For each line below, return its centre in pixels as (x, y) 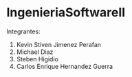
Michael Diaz (35, 52)
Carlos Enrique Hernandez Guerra (65, 66)
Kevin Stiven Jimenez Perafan (58, 44)
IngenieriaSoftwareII (66, 13)
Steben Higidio (37, 59)
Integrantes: (23, 31)
